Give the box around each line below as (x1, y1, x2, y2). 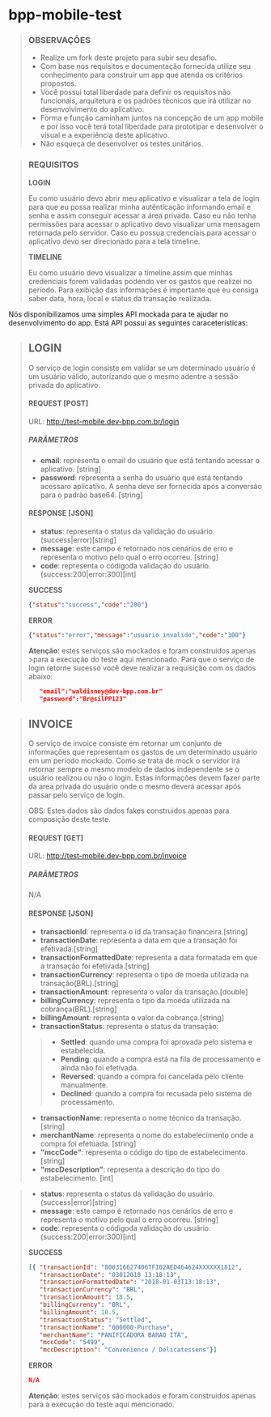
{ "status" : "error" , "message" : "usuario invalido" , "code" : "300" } (28, 631, 247, 639)
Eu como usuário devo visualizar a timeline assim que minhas (28, 267, 233, 277)
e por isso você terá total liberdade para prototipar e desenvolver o (40, 121, 264, 131)
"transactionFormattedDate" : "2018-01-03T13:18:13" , (39, 1278, 221, 1287)
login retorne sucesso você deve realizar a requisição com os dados (28, 662, 256, 673)
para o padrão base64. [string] (40, 490, 143, 500)
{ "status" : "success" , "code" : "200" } (28, 601, 149, 609)
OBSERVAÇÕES (28, 35, 91, 46)
